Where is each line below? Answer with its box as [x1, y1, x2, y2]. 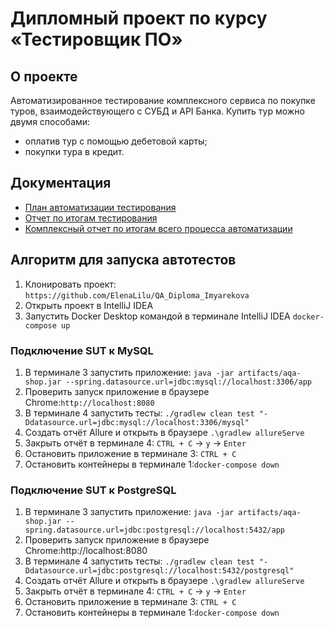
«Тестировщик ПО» [10, 28, 183, 51]
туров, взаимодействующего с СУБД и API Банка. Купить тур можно [10, 105, 305, 117]
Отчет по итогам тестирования [24, 212, 158, 224]
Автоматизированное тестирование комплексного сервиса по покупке [10, 95, 316, 106]
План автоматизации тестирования [24, 201, 177, 213]
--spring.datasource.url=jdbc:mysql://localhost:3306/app [65, 377, 312, 387]
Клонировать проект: [24, 278, 117, 290]
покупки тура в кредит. [24, 146, 125, 157]
